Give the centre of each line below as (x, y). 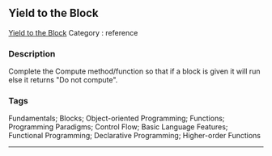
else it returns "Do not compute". (63, 80)
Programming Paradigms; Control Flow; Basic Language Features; (118, 127)
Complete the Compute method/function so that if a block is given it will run (134, 71)
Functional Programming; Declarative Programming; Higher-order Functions (135, 136)
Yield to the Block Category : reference (73, 32)
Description (32, 53)
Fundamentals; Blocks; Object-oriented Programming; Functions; (117, 118)
